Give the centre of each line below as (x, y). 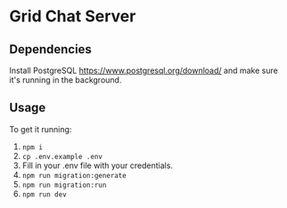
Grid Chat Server (73, 16)
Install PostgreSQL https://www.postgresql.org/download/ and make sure (143, 70)
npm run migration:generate (74, 175)
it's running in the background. (66, 80)
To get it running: (41, 129)
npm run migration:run (64, 185)
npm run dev (44, 194)
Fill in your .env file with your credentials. (98, 165)
